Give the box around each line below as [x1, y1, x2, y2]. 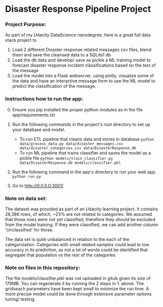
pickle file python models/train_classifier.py [19, 155, 113, 161]
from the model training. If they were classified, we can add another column [5, 222, 159, 228]
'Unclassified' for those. [5, 227, 54, 233]
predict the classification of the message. [12, 83, 96, 89]
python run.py [12, 174, 41, 179]
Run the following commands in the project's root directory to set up [12, 121, 151, 127]
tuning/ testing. [5, 296, 36, 302]
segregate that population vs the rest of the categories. [5, 252, 117, 258]
